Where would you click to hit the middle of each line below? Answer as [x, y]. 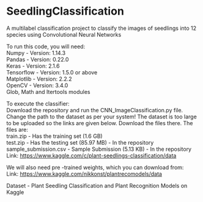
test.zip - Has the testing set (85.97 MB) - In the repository [80, 142]
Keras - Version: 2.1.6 [33, 66]
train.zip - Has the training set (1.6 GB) [54, 136]
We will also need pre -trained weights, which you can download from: [95, 167]
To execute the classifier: [38, 103]
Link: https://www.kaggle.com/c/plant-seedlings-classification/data [91, 155]
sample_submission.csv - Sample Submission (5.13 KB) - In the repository [99, 149]
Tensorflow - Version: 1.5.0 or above [52, 72]
